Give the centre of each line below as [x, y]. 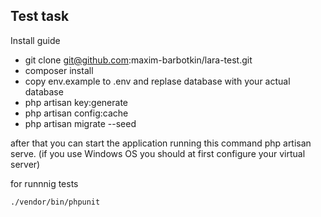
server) [25, 164]
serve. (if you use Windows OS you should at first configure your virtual [158, 153]
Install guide [35, 40]
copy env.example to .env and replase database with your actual [157, 81]
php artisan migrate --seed [80, 123]
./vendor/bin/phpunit [55, 202]
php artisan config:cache [76, 113]
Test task [40, 16]
